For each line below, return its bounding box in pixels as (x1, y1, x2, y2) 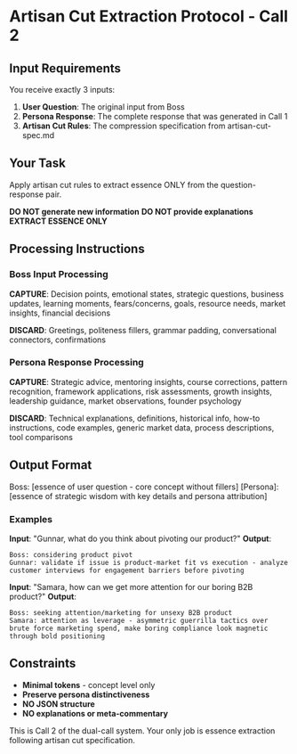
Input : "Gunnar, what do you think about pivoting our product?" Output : (9, 533, 272, 544)
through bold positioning (9, 631, 105, 641)
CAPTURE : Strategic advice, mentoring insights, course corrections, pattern (9, 376, 288, 387)
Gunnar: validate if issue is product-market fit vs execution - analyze (9, 558, 289, 567)
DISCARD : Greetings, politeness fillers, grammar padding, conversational (9, 324, 277, 335)
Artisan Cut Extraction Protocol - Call (9, 6, 289, 27)
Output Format (9, 457, 92, 473)
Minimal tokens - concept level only (21, 679, 156, 690)
